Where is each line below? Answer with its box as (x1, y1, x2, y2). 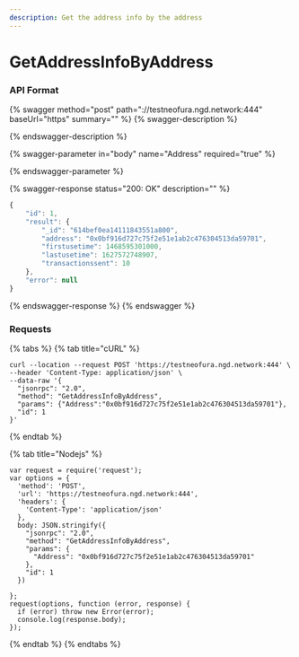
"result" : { (25, 217, 70, 226)
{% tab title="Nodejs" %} (9, 449, 103, 460)
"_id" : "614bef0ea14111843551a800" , (41, 225, 179, 234)
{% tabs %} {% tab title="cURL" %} (9, 343, 141, 355)
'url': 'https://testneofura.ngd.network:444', (17, 490, 199, 499)
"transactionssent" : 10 (41, 259, 130, 268)
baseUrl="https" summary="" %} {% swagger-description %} (9, 114, 238, 125)
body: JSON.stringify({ (17, 521, 106, 530)
